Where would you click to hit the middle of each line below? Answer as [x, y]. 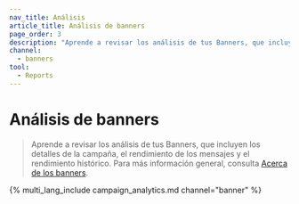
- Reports [35, 76]
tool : [19, 68]
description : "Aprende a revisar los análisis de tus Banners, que [137, 42]
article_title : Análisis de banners [77, 26]
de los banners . [60, 172]
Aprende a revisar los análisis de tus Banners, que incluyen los [145, 144]
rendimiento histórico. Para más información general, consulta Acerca [159, 163]
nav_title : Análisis [48, 17]
